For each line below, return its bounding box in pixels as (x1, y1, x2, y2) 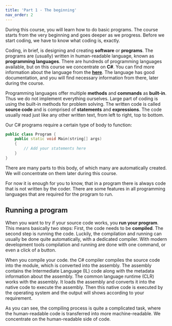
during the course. (5, 80, 45, 86)
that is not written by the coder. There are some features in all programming (5, 185, 166, 191)
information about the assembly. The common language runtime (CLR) (5, 273, 155, 279)
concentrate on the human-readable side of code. (5, 316, 111, 322)
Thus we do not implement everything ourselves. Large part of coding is (5, 95, 158, 102)
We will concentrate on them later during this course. (5, 170, 118, 176)
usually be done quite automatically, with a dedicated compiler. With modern (5, 236, 167, 242)
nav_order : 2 (5, 12, 33, 17)
